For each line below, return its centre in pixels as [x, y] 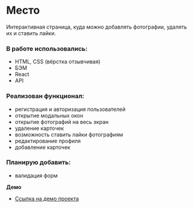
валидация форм [36, 175]
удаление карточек [39, 128]
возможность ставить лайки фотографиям [69, 134]
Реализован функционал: [45, 96]
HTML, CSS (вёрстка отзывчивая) [57, 62]
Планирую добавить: [39, 163]
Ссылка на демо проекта [47, 198]
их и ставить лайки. [31, 33]
